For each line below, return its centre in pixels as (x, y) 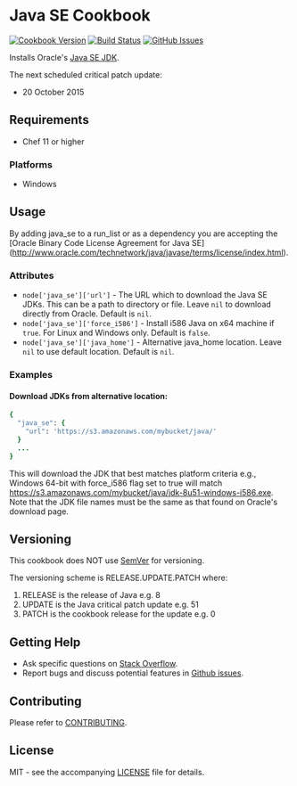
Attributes (32, 275)
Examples (31, 375)
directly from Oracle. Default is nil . (87, 314)
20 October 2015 (53, 92)
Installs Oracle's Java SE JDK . (64, 57)
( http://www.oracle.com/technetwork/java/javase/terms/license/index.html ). (149, 252)
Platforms (31, 164)
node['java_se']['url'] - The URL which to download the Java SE (144, 295)
